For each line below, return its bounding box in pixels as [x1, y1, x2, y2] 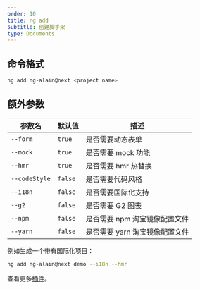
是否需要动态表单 [85, 135, 143, 144]
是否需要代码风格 [85, 174, 143, 184]
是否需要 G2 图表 [85, 200, 142, 210]
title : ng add [7, 17, 49, 24]
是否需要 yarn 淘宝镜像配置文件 [85, 227, 189, 237]
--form [11, 135, 33, 143]
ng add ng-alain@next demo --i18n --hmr [7, 260, 128, 268]
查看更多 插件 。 [7, 274, 51, 283]
